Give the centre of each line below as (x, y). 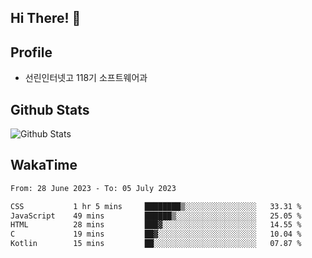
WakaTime (44, 165)
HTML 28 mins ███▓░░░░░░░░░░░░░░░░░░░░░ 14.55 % (156, 225)
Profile (31, 52)
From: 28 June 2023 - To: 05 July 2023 (93, 188)
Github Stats (50, 109)
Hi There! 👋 (46, 18)
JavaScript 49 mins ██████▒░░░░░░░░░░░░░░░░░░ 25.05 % (156, 216)
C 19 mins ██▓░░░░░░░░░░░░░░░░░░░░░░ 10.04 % (156, 234)
